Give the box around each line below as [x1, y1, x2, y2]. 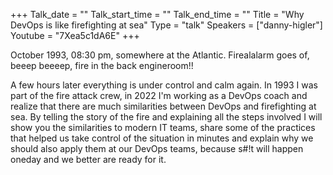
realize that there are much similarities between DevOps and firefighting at [10, 100, 317, 112]
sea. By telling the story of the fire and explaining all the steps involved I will [10, 111, 323, 123]
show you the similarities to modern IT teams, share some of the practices [10, 122, 316, 133]
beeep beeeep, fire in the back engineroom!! [10, 60, 194, 71]
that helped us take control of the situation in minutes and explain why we [10, 132, 314, 144]
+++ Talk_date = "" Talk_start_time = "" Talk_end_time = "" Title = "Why [10, 9, 305, 20]
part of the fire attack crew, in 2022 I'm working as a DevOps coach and [10, 90, 308, 101]
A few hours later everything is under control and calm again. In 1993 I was [10, 79, 318, 91]
